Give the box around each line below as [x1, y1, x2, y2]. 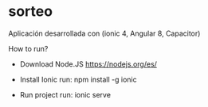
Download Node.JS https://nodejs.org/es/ [19, 59, 158, 69]
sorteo [8, 2, 53, 21]
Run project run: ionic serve [19, 90, 112, 99]
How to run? [8, 44, 49, 53]
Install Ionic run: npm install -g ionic [19, 75, 137, 84]
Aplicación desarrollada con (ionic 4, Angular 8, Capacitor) [8, 29, 201, 38]
